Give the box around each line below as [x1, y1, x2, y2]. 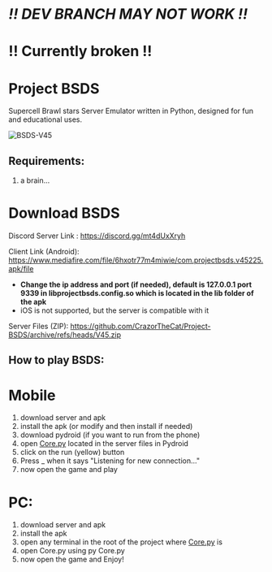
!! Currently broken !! [8, 42, 153, 61]
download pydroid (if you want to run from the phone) [19, 430, 201, 440]
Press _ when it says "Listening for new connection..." [19, 456, 201, 466]
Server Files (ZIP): [8, 322, 69, 331]
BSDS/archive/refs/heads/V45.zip [8, 330, 122, 340]
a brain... [19, 175, 50, 185]
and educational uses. [8, 115, 83, 124]
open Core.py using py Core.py [19, 546, 126, 556]
